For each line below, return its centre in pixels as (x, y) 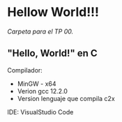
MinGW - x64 (37, 84)
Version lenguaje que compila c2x (66, 98)
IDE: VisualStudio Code (40, 112)
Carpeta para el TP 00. (40, 31)
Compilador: (25, 70)
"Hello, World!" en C (52, 53)
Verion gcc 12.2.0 (43, 91)
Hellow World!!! (53, 12)
